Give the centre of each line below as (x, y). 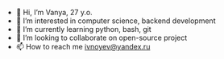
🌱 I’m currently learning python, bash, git (83, 29)
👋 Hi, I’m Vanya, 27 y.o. (54, 12)
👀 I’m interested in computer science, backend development (116, 21)
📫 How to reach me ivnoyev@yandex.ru (83, 47)
